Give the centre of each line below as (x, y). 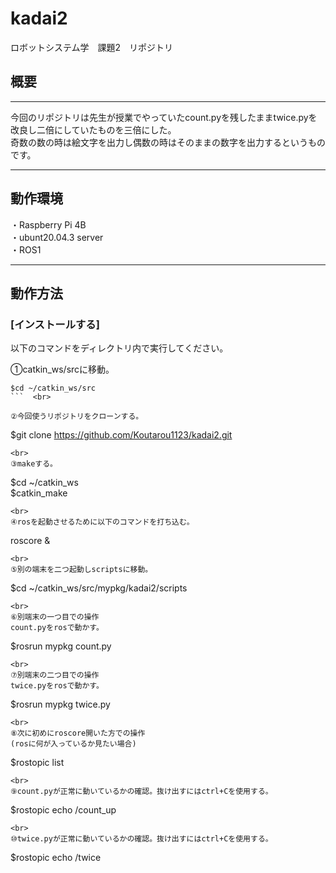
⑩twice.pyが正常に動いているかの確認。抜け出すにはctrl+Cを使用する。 (141, 839)
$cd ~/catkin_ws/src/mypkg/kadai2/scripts (99, 588)
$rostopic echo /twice (56, 858)
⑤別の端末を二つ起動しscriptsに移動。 (81, 570)
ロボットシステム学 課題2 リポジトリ (92, 47)
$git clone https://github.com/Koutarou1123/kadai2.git (121, 435)
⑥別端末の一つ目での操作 (55, 617)
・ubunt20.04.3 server (57, 237)
